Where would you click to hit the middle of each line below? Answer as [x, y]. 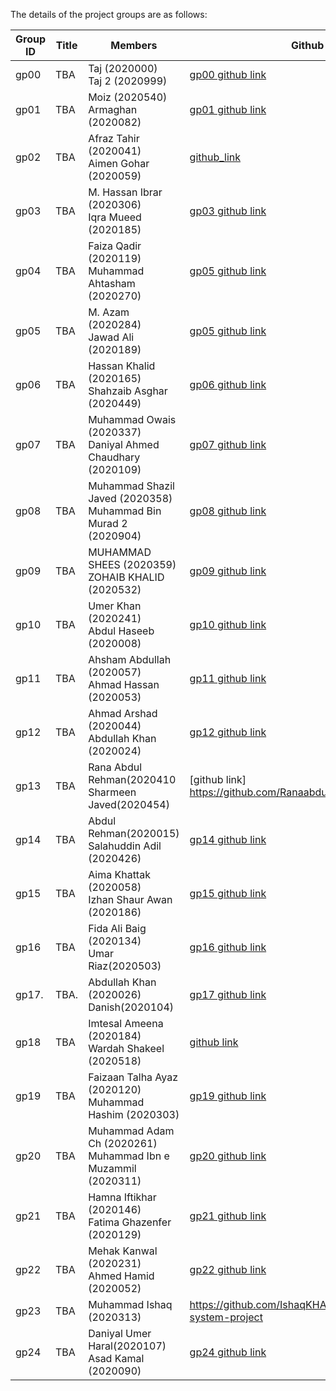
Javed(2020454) [129, 804]
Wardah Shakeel [126, 1048]
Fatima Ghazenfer [130, 1222]
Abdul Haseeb [121, 631]
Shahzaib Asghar [128, 391]
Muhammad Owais [132, 419]
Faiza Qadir [115, 246]
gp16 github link [228, 947]
